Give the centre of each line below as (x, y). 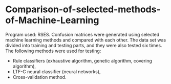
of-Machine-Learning (52, 20)
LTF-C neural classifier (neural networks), (57, 71)
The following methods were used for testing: (53, 51)
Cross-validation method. (39, 77)
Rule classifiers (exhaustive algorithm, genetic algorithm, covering (82, 60)
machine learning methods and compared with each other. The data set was (86, 40)
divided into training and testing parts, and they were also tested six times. (84, 45)
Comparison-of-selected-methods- (83, 9)
